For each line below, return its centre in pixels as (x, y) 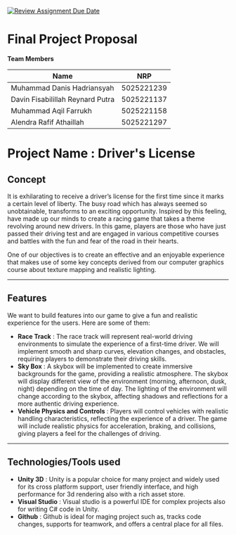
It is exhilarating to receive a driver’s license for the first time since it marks (116, 196)
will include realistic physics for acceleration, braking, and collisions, (117, 426)
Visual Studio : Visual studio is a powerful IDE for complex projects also (122, 501)
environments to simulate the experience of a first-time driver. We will (118, 344)
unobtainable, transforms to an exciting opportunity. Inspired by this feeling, (117, 211)
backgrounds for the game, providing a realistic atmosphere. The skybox (123, 373)
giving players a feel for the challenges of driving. (89, 433)
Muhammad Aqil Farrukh (52, 110)
